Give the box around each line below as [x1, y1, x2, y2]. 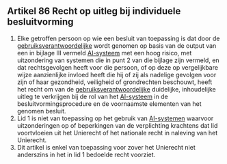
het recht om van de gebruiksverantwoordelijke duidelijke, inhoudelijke [16, 85, 217, 93]
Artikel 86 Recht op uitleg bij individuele [7, 5, 181, 17]
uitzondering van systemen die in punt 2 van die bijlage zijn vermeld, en [16, 56, 220, 64]
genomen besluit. [16, 107, 66, 115]
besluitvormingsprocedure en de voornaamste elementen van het [16, 99, 202, 108]
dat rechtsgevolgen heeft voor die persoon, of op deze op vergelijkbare [16, 63, 219, 71]
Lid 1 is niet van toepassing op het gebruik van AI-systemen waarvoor [16, 114, 214, 122]
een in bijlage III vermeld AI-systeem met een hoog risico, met [16, 49, 192, 57]
